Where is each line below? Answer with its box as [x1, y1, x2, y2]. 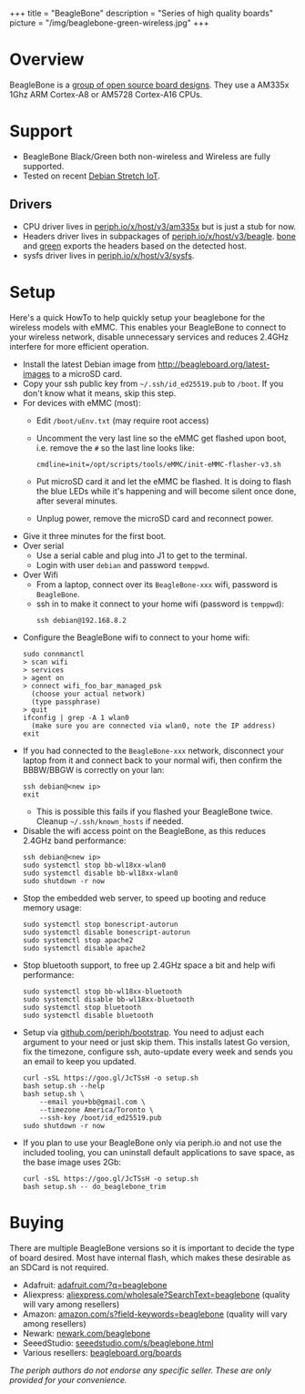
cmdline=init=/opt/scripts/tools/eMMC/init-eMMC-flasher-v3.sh [36, 460, 282, 469]
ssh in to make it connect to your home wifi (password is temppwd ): [36, 598, 285, 609]
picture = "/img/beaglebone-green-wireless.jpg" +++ [9, 17, 209, 28]
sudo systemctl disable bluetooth [22, 1011, 154, 1020]
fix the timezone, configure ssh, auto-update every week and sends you [22, 1046, 293, 1057]
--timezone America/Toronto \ [39, 1105, 154, 1114]
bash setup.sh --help [22, 1081, 105, 1091]
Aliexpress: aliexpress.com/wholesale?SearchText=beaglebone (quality [22, 1288, 290, 1300]
